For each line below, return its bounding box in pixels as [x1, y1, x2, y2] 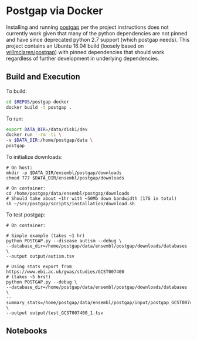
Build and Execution [6, 72, 80, 82]
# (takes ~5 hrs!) [6, 274, 51, 280]
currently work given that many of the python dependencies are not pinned [6, 29, 188, 36]
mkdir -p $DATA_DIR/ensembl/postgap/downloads [6, 170, 122, 176]
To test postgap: [6, 211, 46, 218]
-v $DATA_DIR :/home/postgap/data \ [6, 137, 93, 144]
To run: [6, 115, 23, 122]
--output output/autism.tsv [6, 254, 75, 259]
